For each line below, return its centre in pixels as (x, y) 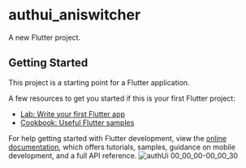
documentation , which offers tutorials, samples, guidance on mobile (122, 147)
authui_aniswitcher (75, 15)
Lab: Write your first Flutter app (73, 114)
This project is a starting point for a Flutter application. (99, 82)
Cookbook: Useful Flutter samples (77, 123)
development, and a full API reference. (73, 155)
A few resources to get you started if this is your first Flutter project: (122, 98)
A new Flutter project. (45, 37)
